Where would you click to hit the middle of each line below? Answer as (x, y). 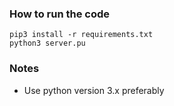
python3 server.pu (47, 43)
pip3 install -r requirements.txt (81, 35)
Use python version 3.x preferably (94, 90)
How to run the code (60, 14)
